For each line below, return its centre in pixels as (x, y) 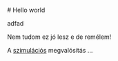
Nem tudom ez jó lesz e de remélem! (59, 37)
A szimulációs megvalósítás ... (50, 50)
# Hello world (26, 10)
